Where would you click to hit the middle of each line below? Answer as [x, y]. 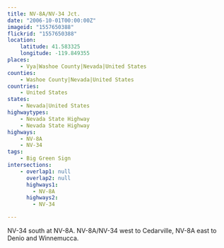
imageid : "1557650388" [41, 27]
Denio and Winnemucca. [43, 238]
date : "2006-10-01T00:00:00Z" [52, 20]
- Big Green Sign [46, 159]
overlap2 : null [48, 178]
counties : [22, 73]
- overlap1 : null [46, 171]
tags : [15, 152]
